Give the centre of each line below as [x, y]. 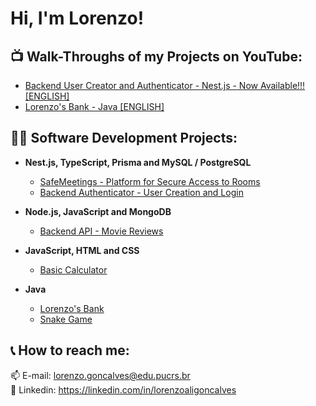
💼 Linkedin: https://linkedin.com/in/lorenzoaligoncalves [123, 389]
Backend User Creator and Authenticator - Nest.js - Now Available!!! [165, 85]
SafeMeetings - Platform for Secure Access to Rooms [150, 181]
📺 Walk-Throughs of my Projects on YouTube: [156, 56]
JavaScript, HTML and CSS [82, 250]
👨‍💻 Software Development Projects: [124, 138]
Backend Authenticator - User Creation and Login [141, 192]
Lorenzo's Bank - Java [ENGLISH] [94, 106]
